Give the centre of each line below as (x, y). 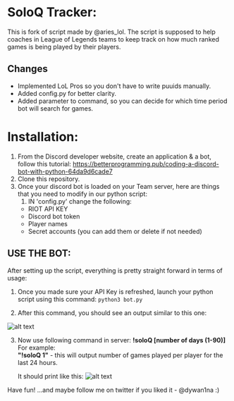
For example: (36, 347)
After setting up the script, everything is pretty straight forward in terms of (115, 270)
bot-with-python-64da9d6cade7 (65, 171)
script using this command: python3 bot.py (80, 299)
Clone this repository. (49, 179)
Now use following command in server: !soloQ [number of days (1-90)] (121, 340)
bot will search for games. (55, 108)
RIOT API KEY (48, 209)
